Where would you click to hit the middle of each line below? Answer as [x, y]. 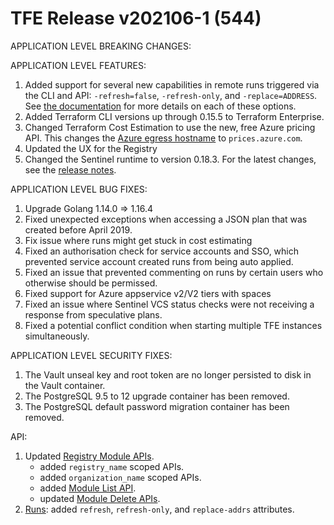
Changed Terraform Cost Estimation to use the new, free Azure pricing [170, 127]
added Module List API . [88, 488]
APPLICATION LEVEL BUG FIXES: [79, 189]
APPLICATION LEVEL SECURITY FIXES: [91, 355]
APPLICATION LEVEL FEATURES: [78, 65]
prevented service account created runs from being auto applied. [159, 261]
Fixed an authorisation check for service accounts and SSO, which [162, 251]
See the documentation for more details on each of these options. [160, 106]
